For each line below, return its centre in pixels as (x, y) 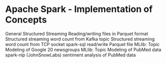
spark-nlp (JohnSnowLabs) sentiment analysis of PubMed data (70, 55)
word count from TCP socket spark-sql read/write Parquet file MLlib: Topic (82, 44)
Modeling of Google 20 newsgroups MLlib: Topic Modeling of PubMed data (83, 49)
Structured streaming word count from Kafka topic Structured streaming (80, 39)
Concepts (26, 20)
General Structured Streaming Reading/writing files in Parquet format (77, 33)
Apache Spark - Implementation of (79, 9)
